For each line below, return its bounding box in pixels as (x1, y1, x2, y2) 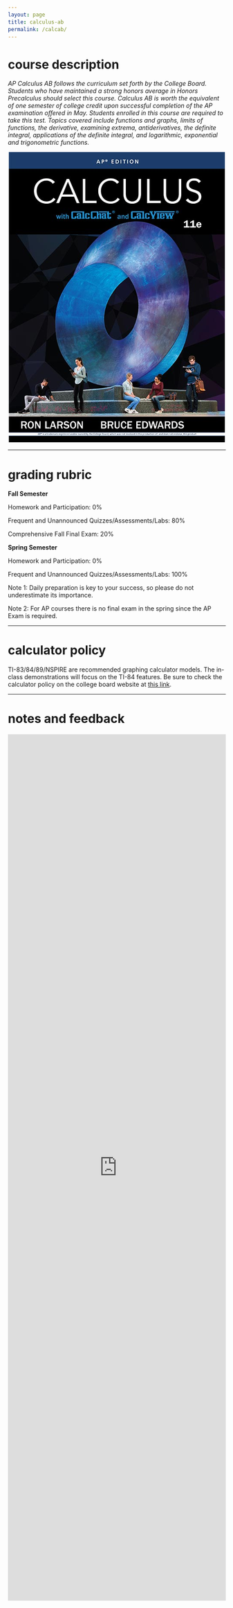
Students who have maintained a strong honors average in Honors (8, 87, 198, 95)
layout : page (8, 11, 46, 18)
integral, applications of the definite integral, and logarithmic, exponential (8, 131, 218, 139)
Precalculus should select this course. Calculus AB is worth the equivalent (8, 94, 220, 103)
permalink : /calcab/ (8, 26, 68, 33)
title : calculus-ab (8, 18, 64, 26)
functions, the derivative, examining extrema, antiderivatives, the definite (8, 123, 216, 132)
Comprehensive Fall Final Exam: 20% (8, 530, 114, 539)
